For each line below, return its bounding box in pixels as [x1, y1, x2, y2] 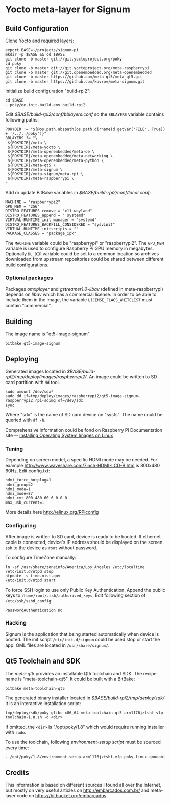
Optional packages [5, 274, 54, 282]
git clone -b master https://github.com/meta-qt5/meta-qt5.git [5, 74, 143, 79]
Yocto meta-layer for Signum [5, 4, 131, 15]
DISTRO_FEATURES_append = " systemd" [5, 213, 86, 218]
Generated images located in [5, 368, 66, 374]
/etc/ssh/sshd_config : [5, 597, 53, 604]
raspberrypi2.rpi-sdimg [5, 398, 56, 403]
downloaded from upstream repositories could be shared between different [5, 256, 164, 262]
